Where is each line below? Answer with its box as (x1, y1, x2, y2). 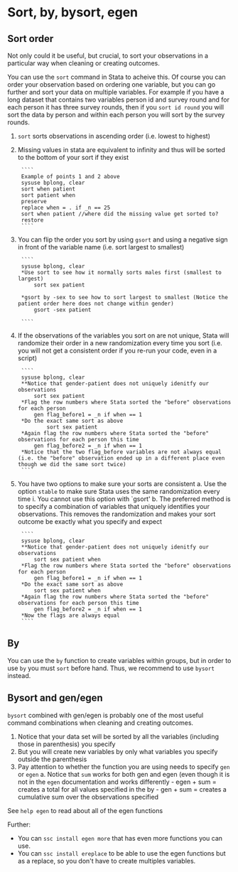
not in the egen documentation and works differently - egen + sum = (17, 777, 217, 786)
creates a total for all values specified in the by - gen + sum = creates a (17, 785, 227, 793)
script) (17, 354, 38, 362)
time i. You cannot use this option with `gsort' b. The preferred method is (17, 495, 231, 503)
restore (21, 217, 44, 224)
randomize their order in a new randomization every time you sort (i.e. (17, 339, 222, 347)
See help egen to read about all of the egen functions (7, 806, 163, 814)
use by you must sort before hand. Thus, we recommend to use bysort (7, 664, 215, 672)
